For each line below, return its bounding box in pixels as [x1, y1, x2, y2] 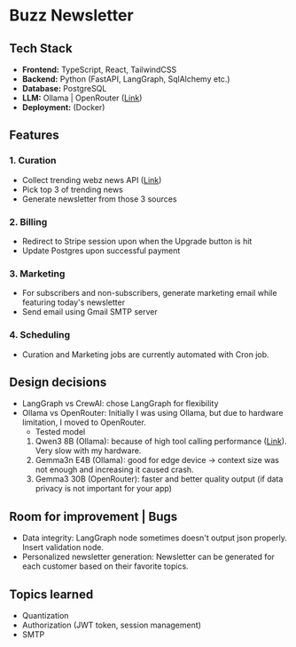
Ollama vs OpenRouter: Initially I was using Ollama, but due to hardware [21, 408, 284, 419]
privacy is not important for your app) [35, 483, 173, 494]
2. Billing [9, 215, 48, 228]
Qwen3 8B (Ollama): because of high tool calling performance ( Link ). [35, 436, 287, 447]
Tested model [35, 427, 86, 437]
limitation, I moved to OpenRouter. [21, 417, 146, 427]
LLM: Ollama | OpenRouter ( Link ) [21, 92, 143, 103]
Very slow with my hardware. [35, 445, 142, 456]
